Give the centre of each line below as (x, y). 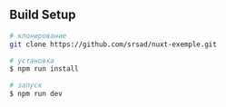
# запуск (26, 85)
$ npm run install (44, 69)
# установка (32, 61)
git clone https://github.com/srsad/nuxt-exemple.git (113, 44)
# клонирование (38, 35)
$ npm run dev (36, 94)
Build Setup (43, 15)
